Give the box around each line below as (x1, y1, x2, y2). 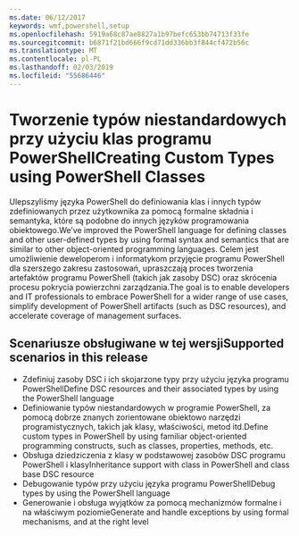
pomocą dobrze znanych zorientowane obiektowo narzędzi (21, 412, 241, 423)
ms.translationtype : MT (9, 46, 98, 55)
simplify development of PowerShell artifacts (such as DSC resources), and (9, 300, 287, 311)
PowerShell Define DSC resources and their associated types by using (21, 383, 279, 394)
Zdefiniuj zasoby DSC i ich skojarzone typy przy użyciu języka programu (21, 373, 289, 384)
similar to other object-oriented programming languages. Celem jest (9, 243, 259, 255)
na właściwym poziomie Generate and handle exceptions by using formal (21, 507, 289, 517)
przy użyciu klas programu (9, 129, 212, 148)
